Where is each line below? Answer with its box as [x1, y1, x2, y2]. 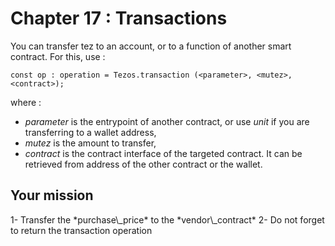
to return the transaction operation [10, 224, 153, 236]
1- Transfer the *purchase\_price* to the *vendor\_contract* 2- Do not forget [10, 213, 325, 226]
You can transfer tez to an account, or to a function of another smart [10, 40, 292, 52]
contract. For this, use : [10, 50, 106, 62]
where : [10, 96, 42, 108]
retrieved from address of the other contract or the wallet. [24, 158, 263, 170]
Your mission [10, 187, 94, 204]
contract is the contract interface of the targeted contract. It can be [24, 147, 303, 159]
